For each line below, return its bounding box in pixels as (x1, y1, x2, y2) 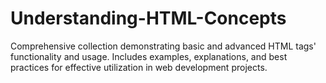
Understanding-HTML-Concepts (10, 7, 287, 30)
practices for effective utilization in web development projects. (10, 61, 268, 73)
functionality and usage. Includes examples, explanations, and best (10, 50, 288, 62)
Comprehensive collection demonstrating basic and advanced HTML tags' (10, 40, 317, 52)
